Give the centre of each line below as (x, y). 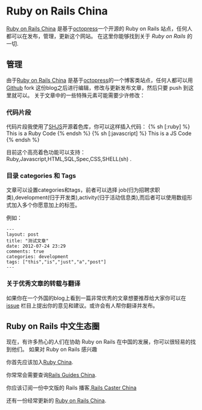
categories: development (37, 257)
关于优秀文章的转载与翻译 (43, 283)
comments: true (25, 251)
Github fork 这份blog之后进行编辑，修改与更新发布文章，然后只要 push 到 (97, 87)
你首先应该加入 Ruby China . (40, 362)
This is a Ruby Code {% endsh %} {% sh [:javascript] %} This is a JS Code (99, 133)
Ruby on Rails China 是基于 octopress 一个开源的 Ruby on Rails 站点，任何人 (99, 28)
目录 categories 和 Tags (41, 175)
